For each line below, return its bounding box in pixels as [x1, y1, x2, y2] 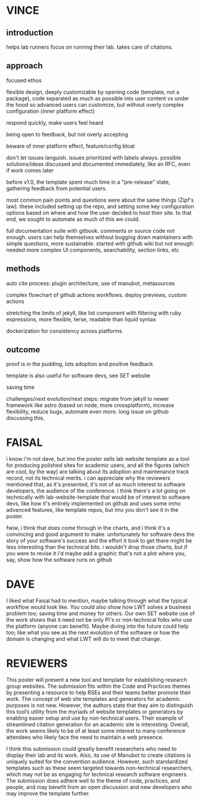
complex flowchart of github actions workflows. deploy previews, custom [6, 291, 187, 298]
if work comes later [6, 166, 54, 174]
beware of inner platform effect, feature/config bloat [6, 142, 135, 149]
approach [6, 61, 43, 71]
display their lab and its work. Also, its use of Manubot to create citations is [6, 751, 191, 759]
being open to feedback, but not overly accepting [6, 130, 129, 138]
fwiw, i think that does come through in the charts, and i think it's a [6, 525, 170, 532]
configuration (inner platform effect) [6, 107, 95, 115]
